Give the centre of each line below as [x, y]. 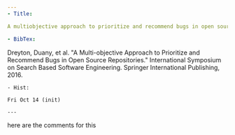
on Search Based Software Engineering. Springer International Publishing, [114, 67]
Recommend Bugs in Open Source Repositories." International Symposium [114, 59]
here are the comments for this [52, 125]
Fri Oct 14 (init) [34, 100]
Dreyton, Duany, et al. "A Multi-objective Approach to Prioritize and [104, 52]
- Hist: [19, 87]
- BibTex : [22, 39]
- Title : [20, 14]
